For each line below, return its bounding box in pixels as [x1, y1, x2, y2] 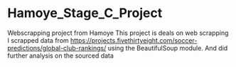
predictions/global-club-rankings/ [7, 43, 107, 52]
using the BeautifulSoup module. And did [107, 43, 228, 52]
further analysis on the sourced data [7, 51, 114, 60]
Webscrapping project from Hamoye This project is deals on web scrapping [7, 29, 229, 37]
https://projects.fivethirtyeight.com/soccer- [70, 36, 198, 44]
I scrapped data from [7, 36, 69, 44]
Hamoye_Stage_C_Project [7, 5, 163, 21]
